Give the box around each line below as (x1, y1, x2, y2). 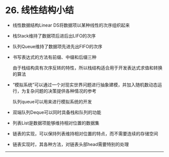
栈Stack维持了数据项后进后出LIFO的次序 (12, 33, 96, 39)
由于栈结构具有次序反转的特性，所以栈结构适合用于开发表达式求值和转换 (12, 65, 162, 71)
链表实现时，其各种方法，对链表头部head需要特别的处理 (12, 141, 129, 147)
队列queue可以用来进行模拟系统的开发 (12, 98, 92, 104)
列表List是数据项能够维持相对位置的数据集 (12, 120, 100, 126)
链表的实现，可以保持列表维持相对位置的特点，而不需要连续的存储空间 (12, 130, 158, 136)
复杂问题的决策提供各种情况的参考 (26, 88, 97, 94)
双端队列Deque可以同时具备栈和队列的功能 (12, 109, 102, 115)
